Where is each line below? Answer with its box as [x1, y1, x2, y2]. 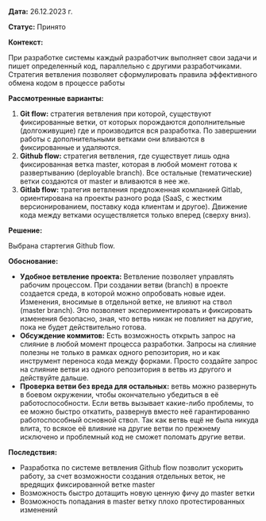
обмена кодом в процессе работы [8, 79, 125, 87]
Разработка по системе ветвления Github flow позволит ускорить [19, 463, 244, 472]
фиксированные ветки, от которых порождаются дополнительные [19, 118, 246, 126]
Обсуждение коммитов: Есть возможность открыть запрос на [19, 331, 236, 340]
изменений [19, 505, 58, 515]
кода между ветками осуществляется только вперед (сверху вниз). [19, 210, 252, 219]
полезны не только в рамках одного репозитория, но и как [19, 348, 221, 357]
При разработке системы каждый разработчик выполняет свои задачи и [8, 53, 257, 62]
